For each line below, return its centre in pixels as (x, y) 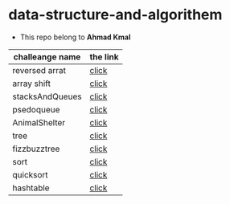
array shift (31, 84)
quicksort (30, 174)
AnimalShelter (39, 122)
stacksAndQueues (47, 96)
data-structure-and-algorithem (115, 15)
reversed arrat (39, 70)
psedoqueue (36, 109)
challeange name (47, 56)
